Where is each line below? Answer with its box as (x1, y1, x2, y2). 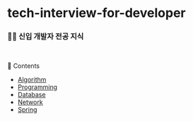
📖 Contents (7, 62, 40, 70)
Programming (17, 83, 58, 91)
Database (17, 91, 46, 99)
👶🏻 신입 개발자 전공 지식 (7, 32, 84, 42)
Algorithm (17, 76, 47, 84)
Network (17, 98, 44, 107)
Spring (17, 105, 37, 114)
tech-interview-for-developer (7, 5, 186, 21)
